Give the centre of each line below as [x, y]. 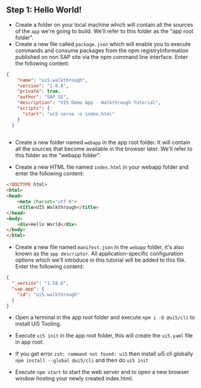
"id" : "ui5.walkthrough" [48, 294]
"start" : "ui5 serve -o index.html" [68, 114]
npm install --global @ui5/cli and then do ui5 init [82, 360]
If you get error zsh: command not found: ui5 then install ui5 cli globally [104, 354]
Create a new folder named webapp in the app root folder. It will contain [103, 143]
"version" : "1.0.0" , [43, 86]
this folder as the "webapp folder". [58, 155]
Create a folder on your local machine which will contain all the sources [104, 24]
